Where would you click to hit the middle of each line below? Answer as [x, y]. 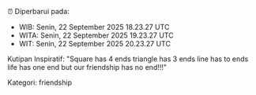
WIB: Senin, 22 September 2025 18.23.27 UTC [94, 27]
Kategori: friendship [40, 82]
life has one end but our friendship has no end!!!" [87, 67]
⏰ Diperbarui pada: [39, 11]
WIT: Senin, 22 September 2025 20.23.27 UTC [95, 44]
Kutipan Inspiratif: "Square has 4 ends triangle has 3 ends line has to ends [128, 59]
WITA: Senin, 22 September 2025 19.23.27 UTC [96, 35]
